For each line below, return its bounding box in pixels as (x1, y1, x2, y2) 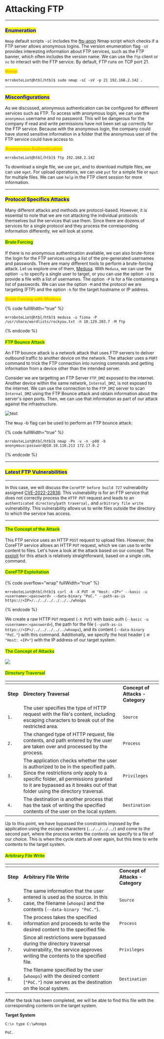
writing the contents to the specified (23, 952, 106, 959)
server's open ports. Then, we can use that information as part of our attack (5, 396, 158, 402)
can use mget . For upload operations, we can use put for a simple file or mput (5, 169, 159, 175)
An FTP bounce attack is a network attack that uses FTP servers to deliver (5, 350, 155, 356)
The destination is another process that (23, 796, 113, 803)
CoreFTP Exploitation (5, 569, 49, 575)
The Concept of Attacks (5, 648, 55, 654)
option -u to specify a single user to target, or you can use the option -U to (5, 271, 155, 277)
